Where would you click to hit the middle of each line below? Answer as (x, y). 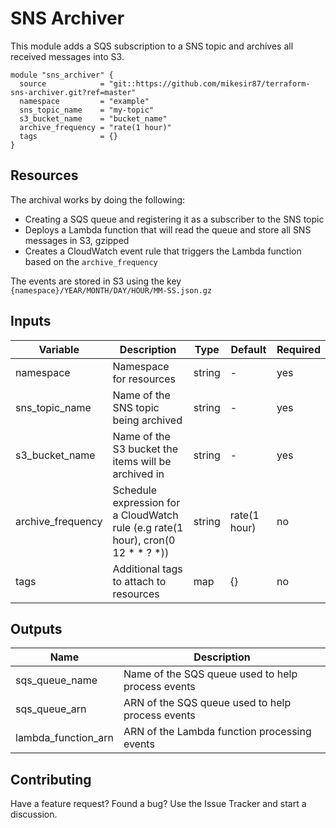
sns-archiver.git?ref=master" (73, 92)
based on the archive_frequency (91, 261)
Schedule (135, 490)
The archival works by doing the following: (98, 199)
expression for (146, 502)
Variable (59, 349)
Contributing (51, 779)
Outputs (36, 628)
